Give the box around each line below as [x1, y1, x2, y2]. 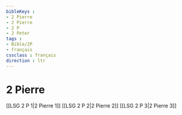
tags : [6, 36, 22, 42]
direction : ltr [6, 58, 46, 63]
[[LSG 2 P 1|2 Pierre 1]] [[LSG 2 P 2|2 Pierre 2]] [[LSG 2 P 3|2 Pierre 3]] [6, 102, 177, 109]
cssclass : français [6, 52, 57, 58]
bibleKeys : [6, 8, 35, 15]
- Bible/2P [6, 42, 33, 48]
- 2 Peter [6, 31, 30, 36]
